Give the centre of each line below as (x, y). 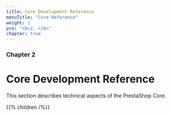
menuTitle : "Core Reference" (42, 17)
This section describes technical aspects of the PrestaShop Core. (86, 95)
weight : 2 (18, 23)
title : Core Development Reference (50, 12)
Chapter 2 (21, 55)
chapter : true (24, 34)
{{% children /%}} (28, 107)
